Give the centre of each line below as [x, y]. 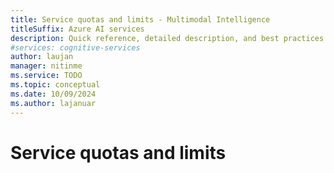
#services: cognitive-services [75, 47]
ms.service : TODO [46, 76]
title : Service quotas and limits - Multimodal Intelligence [140, 19]
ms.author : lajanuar [53, 103]
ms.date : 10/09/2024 [53, 94]
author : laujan [42, 57]
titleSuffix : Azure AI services [77, 29]
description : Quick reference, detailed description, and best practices [167, 38]
